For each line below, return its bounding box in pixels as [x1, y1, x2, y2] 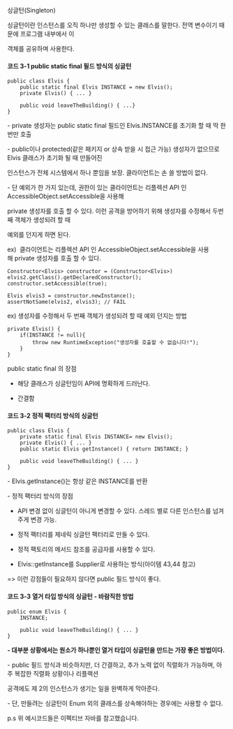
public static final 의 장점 [7, 364, 77, 373]
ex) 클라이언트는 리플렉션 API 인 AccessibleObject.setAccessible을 [7, 245, 197, 253]
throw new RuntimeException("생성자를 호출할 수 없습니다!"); [32, 339, 200, 346]
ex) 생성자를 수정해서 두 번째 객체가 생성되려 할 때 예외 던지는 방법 [7, 311, 187, 320]
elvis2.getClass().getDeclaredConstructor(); [7, 274, 142, 281]
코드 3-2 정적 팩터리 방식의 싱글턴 [7, 411, 99, 420]
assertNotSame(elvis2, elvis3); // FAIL [7, 299, 127, 306]
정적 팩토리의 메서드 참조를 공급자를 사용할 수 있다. [17, 545, 156, 554]
